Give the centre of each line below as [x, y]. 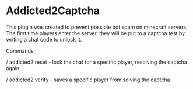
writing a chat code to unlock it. [44, 39]
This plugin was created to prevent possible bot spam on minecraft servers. [97, 27]
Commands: [21, 50]
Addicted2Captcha [53, 11]
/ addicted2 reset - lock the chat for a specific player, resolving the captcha [97, 62]
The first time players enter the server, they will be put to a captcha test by [96, 33]
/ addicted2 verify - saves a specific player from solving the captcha [88, 80]
